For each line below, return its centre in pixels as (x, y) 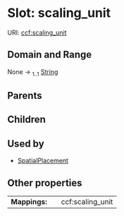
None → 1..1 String (33, 72)
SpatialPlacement (43, 161)
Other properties (45, 182)
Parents (25, 96)
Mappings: (29, 201)
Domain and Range (50, 55)
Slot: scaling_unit (59, 13)
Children (26, 120)
